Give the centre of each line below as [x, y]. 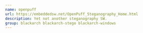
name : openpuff [21, 9]
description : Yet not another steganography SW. [56, 18]
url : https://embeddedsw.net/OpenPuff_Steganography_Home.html [72, 14]
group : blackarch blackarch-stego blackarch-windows [61, 23]
